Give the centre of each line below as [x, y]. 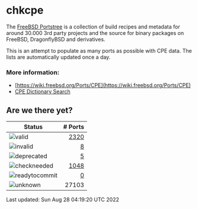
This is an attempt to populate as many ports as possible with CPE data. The [99, 50]
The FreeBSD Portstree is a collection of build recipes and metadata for [93, 27]
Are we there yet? [39, 110]
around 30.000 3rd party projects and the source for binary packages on [95, 33]
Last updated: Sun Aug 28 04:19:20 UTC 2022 [63, 200]
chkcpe [25, 10]
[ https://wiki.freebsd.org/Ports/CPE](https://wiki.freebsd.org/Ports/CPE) [103, 85]
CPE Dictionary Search [43, 92]
